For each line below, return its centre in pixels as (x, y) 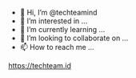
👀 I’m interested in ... (54, 21)
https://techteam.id (40, 66)
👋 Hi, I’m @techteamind (58, 12)
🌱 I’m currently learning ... (62, 29)
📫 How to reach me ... (57, 47)
